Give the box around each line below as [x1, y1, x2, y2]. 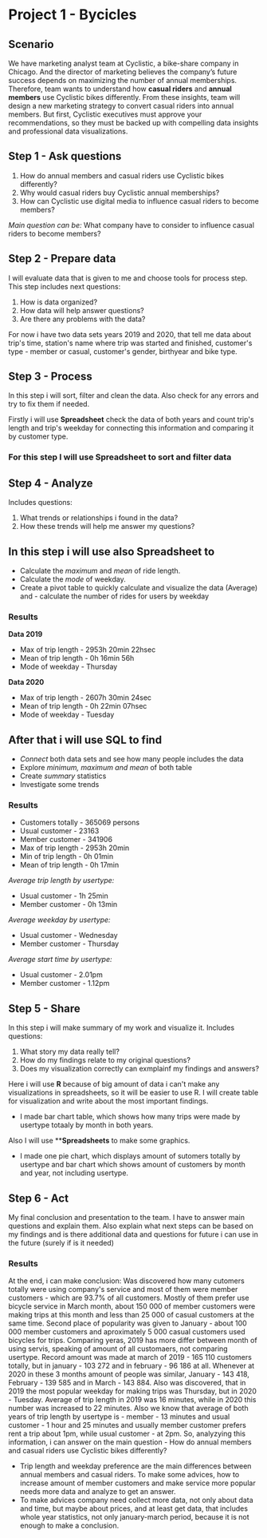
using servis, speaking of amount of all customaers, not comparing [8, 1344, 229, 1353]
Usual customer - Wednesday [19, 931, 118, 940]
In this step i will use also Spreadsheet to [8, 545, 215, 558]
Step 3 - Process [8, 370, 93, 384]
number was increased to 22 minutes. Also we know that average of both [8, 1404, 249, 1413]
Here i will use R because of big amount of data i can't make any [8, 1079, 220, 1089]
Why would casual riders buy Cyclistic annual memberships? [19, 188, 220, 197]
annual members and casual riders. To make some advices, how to [19, 1470, 240, 1480]
